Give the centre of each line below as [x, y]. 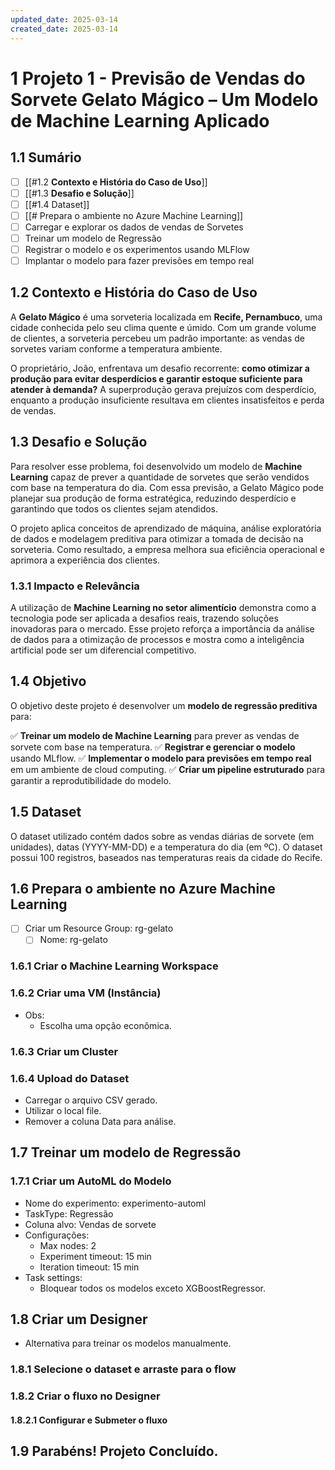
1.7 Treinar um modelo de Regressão [126, 1152]
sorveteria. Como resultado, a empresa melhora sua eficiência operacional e [168, 549]
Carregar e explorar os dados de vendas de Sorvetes [134, 227]
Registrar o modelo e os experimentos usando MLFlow [137, 249]
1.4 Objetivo [48, 681]
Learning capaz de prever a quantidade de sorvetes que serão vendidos [160, 477]
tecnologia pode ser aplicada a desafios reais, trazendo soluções [144, 618]
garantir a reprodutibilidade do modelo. [91, 780]
